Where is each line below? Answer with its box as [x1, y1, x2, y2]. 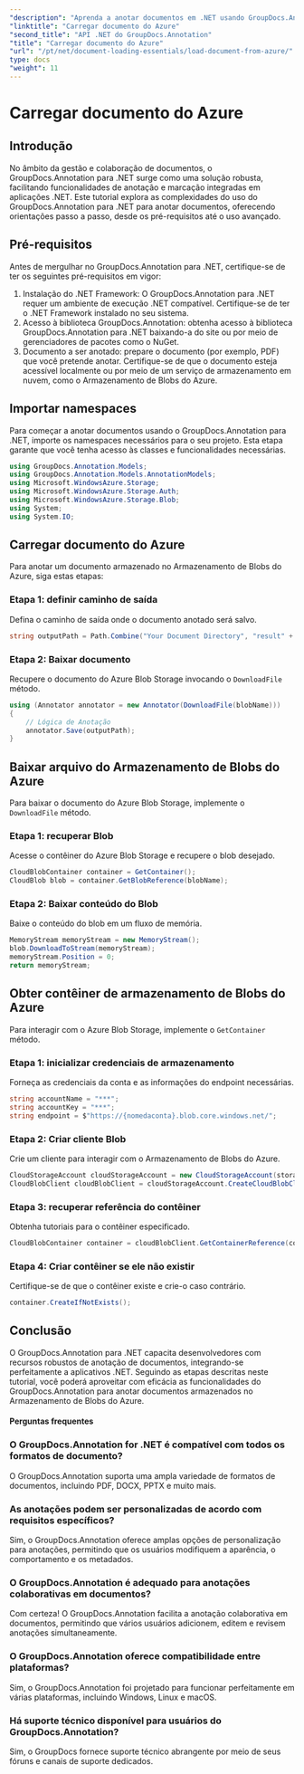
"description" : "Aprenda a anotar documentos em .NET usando [9, 13, 245, 23]
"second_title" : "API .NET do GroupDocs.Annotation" [9, 30, 213, 39]
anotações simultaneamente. [9, 1627, 118, 1638]
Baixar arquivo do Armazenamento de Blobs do [9, 759, 280, 775]
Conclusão [9, 1323, 72, 1339]
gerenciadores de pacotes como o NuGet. [22, 336, 179, 347]
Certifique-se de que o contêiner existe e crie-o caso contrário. [9, 1281, 246, 1292]
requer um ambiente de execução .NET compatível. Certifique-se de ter [22, 298, 290, 309]
